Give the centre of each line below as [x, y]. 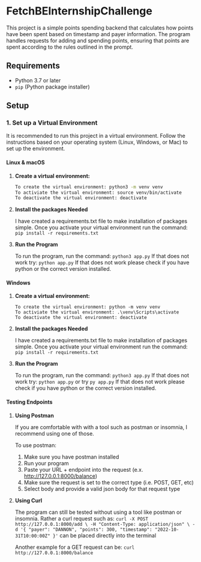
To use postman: [36, 445]
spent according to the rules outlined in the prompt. [70, 47]
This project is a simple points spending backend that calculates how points [100, 28]
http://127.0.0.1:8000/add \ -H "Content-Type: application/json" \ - [105, 524]
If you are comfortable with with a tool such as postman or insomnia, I [101, 427]
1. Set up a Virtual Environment [52, 123]
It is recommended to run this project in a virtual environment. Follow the [96, 136]
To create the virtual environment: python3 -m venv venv [89, 187]
